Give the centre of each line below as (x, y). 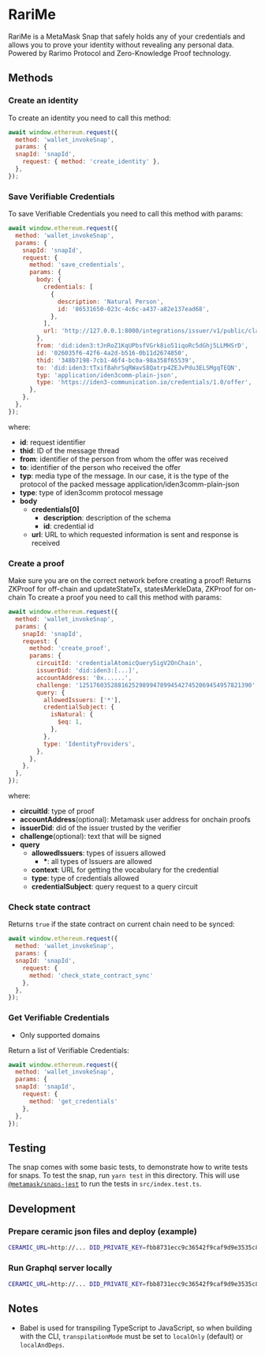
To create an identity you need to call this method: (90, 118)
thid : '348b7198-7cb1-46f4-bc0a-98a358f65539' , (116, 360)
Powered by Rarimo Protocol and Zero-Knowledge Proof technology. (119, 53)
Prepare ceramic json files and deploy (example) (103, 1231)
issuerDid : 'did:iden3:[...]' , (88, 671)
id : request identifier (52, 442)
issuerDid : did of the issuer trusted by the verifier (100, 828)
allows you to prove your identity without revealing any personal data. (121, 44)
